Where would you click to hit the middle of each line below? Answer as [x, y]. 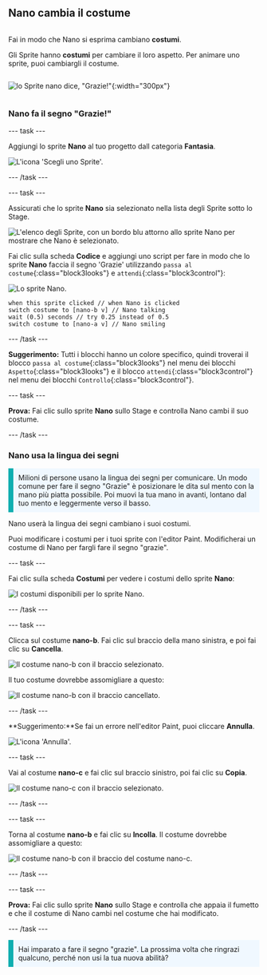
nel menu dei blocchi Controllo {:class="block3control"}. [101, 380]
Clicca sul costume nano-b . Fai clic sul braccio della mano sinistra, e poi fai [132, 640]
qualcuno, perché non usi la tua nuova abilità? [94, 958]
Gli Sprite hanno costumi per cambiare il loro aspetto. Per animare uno [124, 54]
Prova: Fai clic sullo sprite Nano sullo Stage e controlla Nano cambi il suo [129, 411]
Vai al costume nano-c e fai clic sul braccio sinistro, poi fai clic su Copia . [128, 773]
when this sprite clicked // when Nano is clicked [94, 303]
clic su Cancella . [36, 649]
